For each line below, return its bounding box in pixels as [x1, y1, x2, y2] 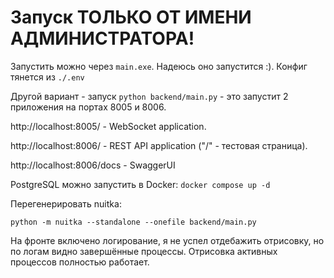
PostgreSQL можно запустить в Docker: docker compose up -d [10, 178, 271, 190]
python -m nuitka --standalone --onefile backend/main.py [10, 217, 257, 227]
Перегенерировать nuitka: [10, 197, 122, 210]
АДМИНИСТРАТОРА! [10, 27, 195, 50]
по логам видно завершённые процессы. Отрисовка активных [10, 245, 278, 257]
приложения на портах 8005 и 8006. [10, 101, 167, 113]
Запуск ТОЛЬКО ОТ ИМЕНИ [10, 6, 252, 29]
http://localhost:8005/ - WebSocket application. [10, 120, 207, 132]
